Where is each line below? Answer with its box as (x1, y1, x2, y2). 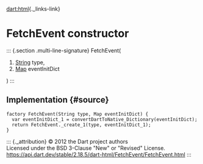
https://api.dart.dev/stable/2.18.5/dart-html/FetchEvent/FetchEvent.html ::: (6, 151, 192, 158)
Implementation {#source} (6, 95, 110, 105)
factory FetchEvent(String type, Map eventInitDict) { (6, 111, 149, 117)
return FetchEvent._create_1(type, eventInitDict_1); (12, 122, 151, 128)
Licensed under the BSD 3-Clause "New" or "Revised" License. (6, 144, 166, 152)
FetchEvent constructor (6, 27, 129, 40)
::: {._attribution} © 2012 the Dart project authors (6, 138, 128, 145)
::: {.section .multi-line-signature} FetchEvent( (6, 47, 121, 54)
